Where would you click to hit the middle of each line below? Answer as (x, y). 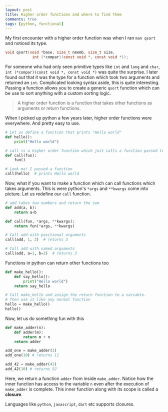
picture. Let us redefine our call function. (48, 194)
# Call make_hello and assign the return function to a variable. (76, 295)
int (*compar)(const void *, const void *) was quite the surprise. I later (82, 72)
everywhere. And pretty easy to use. (43, 123)
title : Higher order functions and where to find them (63, 14)
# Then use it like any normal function (48, 300)
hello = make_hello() (28, 304)
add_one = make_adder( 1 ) (31, 350)
